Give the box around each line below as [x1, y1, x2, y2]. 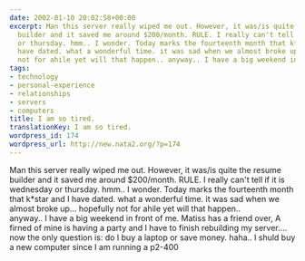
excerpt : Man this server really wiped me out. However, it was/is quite [9, 22, 295, 31]
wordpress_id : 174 [9, 131, 79, 140]
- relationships [9, 89, 71, 98]
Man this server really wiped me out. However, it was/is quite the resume [9, 164, 282, 175]
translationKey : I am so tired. [9, 123, 132, 132]
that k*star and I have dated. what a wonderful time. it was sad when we [9, 193, 280, 204]
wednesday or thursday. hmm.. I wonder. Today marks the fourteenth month [9, 183, 294, 195]
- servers [9, 97, 47, 107]
